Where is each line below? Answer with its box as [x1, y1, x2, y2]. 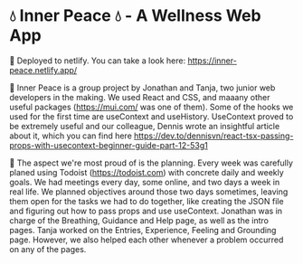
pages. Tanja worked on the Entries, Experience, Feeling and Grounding [9, 224, 277, 235]
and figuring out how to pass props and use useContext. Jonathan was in [9, 205, 283, 216]
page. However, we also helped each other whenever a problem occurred [9, 234, 284, 245]
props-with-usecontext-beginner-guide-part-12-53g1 [9, 139, 208, 150]
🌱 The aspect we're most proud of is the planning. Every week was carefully [9, 157, 294, 168]
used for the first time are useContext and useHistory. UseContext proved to [9, 110, 294, 122]
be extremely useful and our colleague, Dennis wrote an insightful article [9, 120, 280, 131]
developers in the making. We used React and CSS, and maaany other [9, 91, 270, 102]
